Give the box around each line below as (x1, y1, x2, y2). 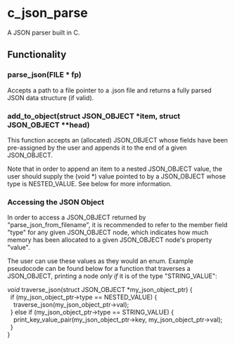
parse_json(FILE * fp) (7, 70, 82, 80)
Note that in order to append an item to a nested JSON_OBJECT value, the (7, 164, 223, 173)
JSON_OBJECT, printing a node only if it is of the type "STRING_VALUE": (7, 272, 217, 280)
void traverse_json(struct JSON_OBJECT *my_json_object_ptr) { (7, 286, 193, 294)
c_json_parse (7, 5, 88, 21)
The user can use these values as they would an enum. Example (7, 257, 193, 265)
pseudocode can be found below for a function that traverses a (7, 265, 191, 273)
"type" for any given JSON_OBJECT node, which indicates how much (7, 228, 209, 237)
